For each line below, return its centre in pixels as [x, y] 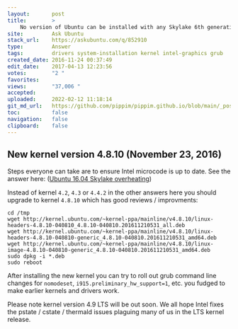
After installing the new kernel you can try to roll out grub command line [112, 276]
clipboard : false [38, 126]
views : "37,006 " [44, 86]
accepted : [22, 93]
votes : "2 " [36, 73]
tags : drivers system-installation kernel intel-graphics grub [115, 54]
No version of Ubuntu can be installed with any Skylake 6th [112, 27]
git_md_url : [25, 106]
